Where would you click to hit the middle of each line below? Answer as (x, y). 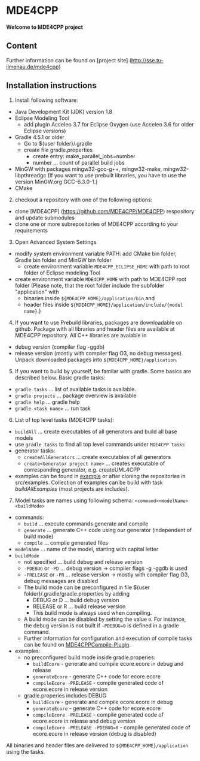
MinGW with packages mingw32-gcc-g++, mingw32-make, (88, 169)
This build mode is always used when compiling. (92, 612)
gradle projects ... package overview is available (76, 395)
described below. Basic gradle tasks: (60, 378)
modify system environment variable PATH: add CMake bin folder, (96, 253)
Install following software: (47, 100)
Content (22, 46)
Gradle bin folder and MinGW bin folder (63, 260)
